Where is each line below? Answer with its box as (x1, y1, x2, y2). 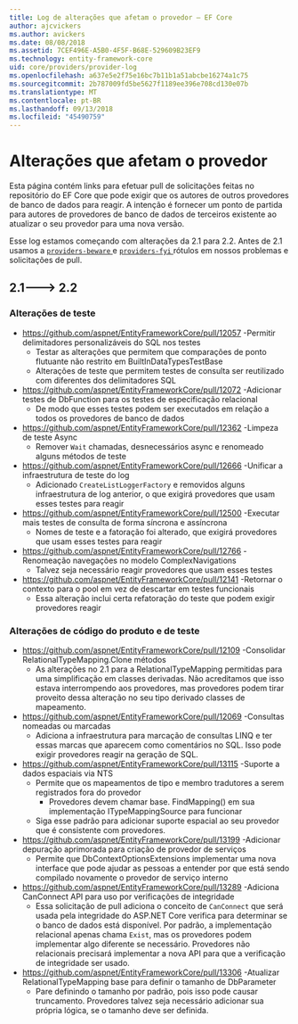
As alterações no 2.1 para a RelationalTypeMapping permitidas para (35, 664, 283, 674)
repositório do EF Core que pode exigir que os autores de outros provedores (9, 190, 289, 201)
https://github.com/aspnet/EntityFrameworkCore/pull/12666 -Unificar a (21, 460, 283, 471)
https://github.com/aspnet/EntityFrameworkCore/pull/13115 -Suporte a (21, 759, 280, 770)
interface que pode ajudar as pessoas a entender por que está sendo (35, 863, 290, 874)
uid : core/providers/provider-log (9, 63, 138, 72)
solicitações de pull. (9, 255, 83, 266)
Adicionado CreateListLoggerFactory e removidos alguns (35, 479, 246, 490)
